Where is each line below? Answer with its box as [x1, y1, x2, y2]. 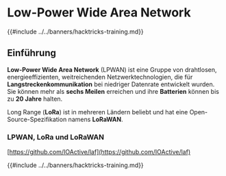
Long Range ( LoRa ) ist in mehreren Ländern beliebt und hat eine [7, 108, 188, 116]
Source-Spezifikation [7, 115, 67, 123]
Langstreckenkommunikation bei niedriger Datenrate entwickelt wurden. [7, 80, 215, 88]
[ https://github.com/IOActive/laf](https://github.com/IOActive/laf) [7, 148, 191, 156]
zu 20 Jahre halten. [7, 95, 63, 103]
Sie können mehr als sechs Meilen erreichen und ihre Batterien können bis [7, 87, 219, 95]
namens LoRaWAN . [68, 115, 123, 123]
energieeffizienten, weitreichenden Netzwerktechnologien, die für [7, 73, 193, 81]
